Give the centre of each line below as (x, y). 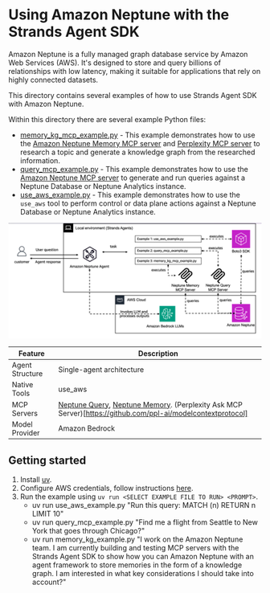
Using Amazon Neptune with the (119, 15)
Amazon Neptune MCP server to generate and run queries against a (133, 178)
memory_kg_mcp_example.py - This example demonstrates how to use (137, 135)
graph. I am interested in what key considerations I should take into (143, 574)
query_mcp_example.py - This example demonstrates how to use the (134, 169)
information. (40, 160)
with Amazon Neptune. (46, 104)
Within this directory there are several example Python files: (107, 119)
